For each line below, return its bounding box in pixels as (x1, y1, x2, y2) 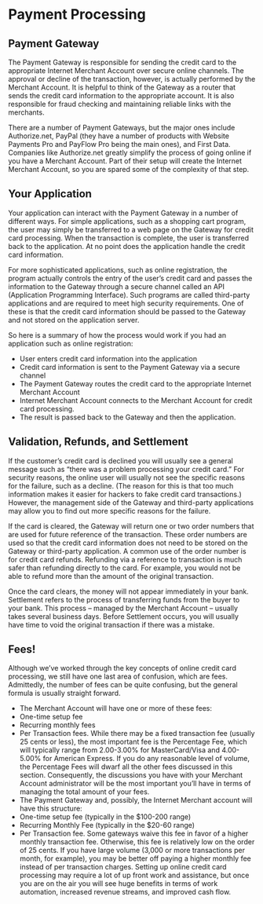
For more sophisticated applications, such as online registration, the (8, 265, 228, 274)
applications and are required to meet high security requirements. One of (8, 298, 244, 308)
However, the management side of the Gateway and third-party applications (8, 497, 254, 507)
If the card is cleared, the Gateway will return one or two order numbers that (8, 521, 254, 531)
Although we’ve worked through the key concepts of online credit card (8, 664, 237, 673)
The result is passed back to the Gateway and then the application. (19, 412, 236, 422)
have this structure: (19, 803, 82, 814)
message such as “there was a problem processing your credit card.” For (8, 464, 245, 474)
